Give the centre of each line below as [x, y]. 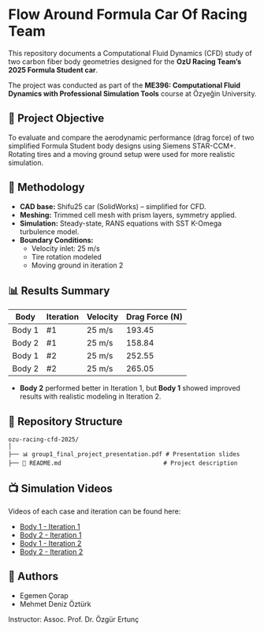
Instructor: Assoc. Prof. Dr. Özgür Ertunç [74, 619]
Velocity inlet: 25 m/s [65, 248]
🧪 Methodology [46, 187]
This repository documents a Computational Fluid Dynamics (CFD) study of [130, 53]
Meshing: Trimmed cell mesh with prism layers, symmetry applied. [128, 215]
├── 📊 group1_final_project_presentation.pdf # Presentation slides [124, 454]
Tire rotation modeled [67, 256]
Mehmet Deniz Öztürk [55, 604]
